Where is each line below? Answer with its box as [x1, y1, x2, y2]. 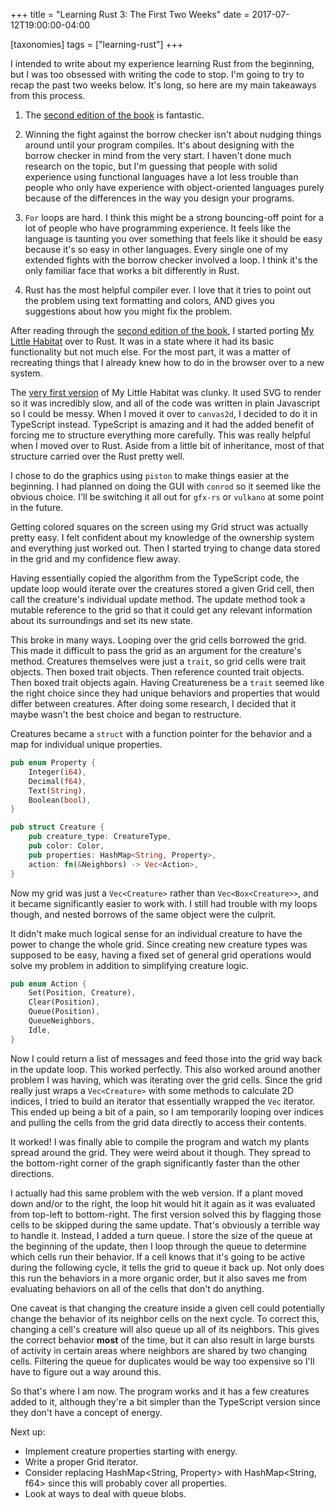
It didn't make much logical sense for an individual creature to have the [10, 927, 303, 939]
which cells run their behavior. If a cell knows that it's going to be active [10, 1250, 306, 1263]
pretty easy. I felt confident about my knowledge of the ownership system [10, 532, 315, 543]
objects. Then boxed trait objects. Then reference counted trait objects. [10, 666, 305, 678]
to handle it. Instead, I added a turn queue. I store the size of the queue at [10, 1229, 313, 1241]
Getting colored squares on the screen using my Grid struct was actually [10, 521, 309, 533]
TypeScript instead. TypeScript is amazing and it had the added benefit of [10, 419, 315, 430]
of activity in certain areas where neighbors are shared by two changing [10, 1344, 308, 1356]
